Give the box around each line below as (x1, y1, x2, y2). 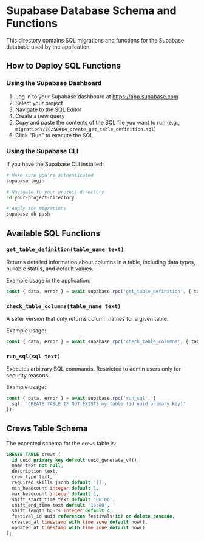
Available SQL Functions (6, 228, 100, 238)
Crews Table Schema (6, 424, 88, 434)
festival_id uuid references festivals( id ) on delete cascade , (12, 513, 175, 520)
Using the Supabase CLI (6, 146, 79, 155)
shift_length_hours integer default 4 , (12, 508, 113, 514)
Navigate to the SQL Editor (15, 106, 82, 113)
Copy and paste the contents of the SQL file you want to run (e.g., (15, 118, 180, 126)
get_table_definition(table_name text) (6, 246, 124, 253)
